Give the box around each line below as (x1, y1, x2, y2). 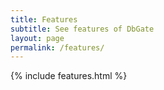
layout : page (10, 33, 65, 43)
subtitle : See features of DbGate (10, 24, 155, 34)
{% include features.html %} (10, 70, 128, 82)
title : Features (10, 14, 78, 25)
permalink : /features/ (10, 42, 105, 53)
